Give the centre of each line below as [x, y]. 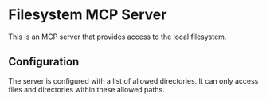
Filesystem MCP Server [88, 15]
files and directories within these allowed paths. [86, 89]
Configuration [44, 62]
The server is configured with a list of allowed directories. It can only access [133, 80]
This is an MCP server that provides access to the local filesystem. [117, 37]
